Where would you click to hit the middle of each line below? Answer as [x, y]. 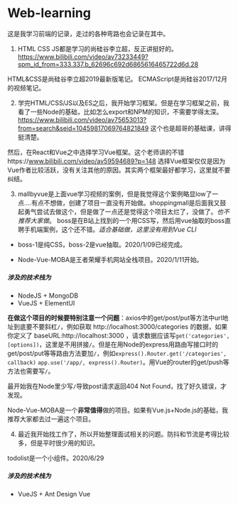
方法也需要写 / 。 [31, 371]
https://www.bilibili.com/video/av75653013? [82, 119]
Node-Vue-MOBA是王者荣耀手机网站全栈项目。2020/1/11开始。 [110, 259]
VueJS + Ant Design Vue [54, 494]
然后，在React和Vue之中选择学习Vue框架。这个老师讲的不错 [96, 152]
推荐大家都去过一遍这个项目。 [51, 419]
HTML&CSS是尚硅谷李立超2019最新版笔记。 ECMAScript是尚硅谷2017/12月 [118, 79]
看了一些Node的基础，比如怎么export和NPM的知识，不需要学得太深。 [120, 112]
